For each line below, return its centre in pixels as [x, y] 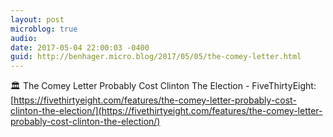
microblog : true [44, 29]
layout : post [37, 19]
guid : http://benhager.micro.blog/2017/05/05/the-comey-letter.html [156, 57]
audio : [24, 38]
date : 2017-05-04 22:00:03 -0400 [80, 47]
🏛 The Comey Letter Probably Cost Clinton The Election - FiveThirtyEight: [163, 86]
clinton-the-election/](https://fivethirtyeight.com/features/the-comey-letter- [166, 111]
